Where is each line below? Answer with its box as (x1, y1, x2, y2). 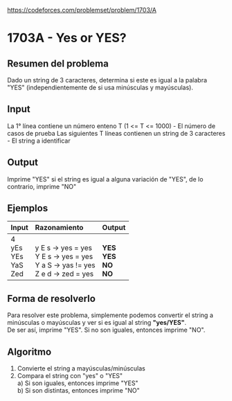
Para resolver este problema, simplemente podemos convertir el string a (7, 311, 213, 319)
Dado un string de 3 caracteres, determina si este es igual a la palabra (7, 76, 208, 84)
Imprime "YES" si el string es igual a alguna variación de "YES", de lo (7, 175, 204, 183)
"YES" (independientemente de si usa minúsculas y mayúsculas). (7, 83, 194, 91)
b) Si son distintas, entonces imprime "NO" (17, 386, 140, 395)
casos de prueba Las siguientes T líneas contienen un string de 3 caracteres (7, 129, 226, 137)
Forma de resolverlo (7, 292, 96, 304)
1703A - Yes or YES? (7, 30, 127, 46)
